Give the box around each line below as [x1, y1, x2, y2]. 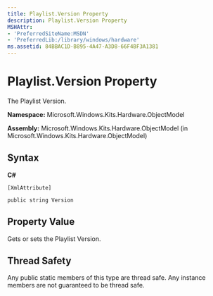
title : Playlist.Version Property [7, 10, 109, 18]
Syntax [7, 152, 39, 164]
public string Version [7, 197, 74, 204]
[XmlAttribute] [7, 184, 52, 191]
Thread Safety [7, 254, 72, 266]
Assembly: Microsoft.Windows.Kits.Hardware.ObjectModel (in [7, 124, 188, 132]
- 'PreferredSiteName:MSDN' [7, 30, 90, 37]
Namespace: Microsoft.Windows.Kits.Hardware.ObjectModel [7, 110, 185, 118]
